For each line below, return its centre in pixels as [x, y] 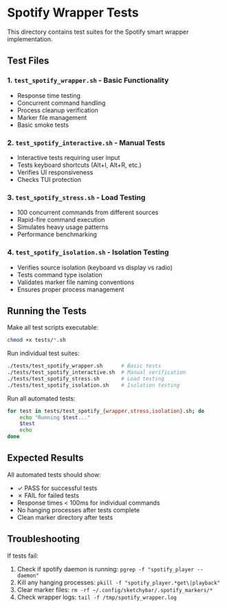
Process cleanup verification [57, 110]
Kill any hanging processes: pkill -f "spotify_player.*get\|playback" [119, 582]
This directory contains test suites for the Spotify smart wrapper [98, 32]
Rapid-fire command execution [61, 220]
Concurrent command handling [61, 103]
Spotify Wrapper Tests [73, 13]
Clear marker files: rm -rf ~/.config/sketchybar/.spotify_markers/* [115, 589]
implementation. [30, 39]
